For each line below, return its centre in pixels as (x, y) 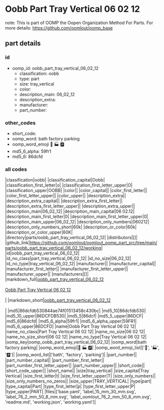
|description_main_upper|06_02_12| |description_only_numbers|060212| (77, 222)
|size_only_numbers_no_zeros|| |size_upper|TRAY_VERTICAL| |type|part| (78, 381)
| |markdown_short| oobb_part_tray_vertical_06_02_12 (58, 300)
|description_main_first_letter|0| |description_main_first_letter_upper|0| (77, 217)
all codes (16, 169)
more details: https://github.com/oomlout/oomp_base (59, 28)
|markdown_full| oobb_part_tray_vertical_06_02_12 (55, 280)
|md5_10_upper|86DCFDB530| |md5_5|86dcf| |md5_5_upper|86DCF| (74, 316)
